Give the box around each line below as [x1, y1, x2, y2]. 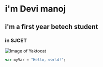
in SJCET [5, 37, 27, 44]
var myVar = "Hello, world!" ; [5, 57, 66, 62]
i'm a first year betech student [5, 23, 98, 31]
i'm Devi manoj [5, 3, 66, 14]
